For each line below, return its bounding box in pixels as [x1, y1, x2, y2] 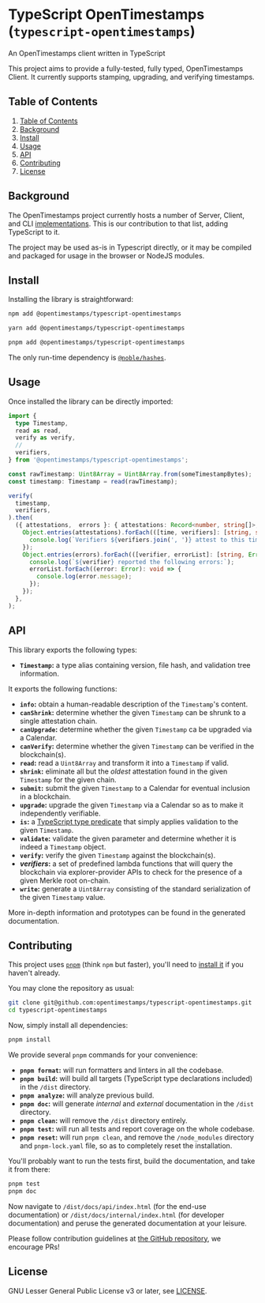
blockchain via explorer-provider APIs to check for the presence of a [19, 867, 243, 876]
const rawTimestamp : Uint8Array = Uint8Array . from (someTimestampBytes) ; [8, 470, 252, 478]
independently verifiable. [19, 808, 101, 818]
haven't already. [8, 968, 61, 977]
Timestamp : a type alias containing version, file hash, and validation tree [19, 660, 251, 669]
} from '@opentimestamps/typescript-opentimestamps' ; [8, 456, 189, 464]
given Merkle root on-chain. [19, 876, 110, 885]
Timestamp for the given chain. [19, 774, 117, 784]
